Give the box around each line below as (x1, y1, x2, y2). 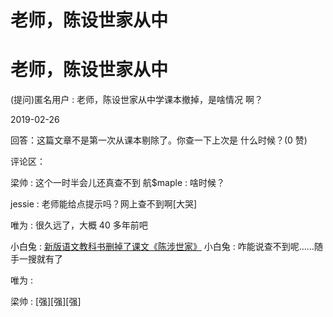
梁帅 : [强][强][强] (10, 296, 82, 308)
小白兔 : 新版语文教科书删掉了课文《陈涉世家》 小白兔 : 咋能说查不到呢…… (10, 241, 315, 253)
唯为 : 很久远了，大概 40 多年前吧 (10, 219, 148, 231)
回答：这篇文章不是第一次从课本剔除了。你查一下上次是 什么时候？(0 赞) (10, 134, 308, 146)
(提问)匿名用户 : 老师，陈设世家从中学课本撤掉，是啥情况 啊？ (10, 94, 264, 106)
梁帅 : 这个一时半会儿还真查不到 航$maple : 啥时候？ (10, 177, 225, 189)
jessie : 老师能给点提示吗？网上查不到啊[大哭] (10, 198, 198, 210)
